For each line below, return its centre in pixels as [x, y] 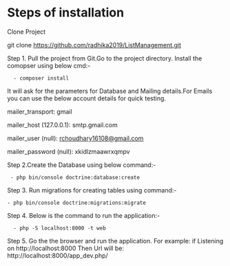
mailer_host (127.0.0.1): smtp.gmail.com [63, 124]
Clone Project [27, 32]
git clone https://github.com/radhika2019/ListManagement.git [94, 45]
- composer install [41, 78]
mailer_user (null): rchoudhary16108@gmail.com [75, 138]
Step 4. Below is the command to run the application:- [84, 215]
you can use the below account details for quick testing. [87, 98]
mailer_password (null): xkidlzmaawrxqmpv [69, 151]
